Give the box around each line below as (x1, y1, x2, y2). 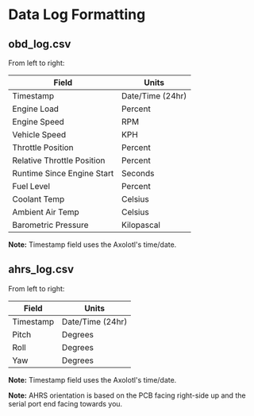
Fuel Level (12, 181, 50, 191)
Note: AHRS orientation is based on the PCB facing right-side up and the (8, 391, 246, 400)
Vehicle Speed (12, 129, 67, 140)
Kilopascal (121, 220, 161, 230)
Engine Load (12, 103, 60, 114)
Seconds (121, 168, 155, 179)
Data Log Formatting (8, 6, 146, 24)
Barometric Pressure (12, 220, 89, 230)
